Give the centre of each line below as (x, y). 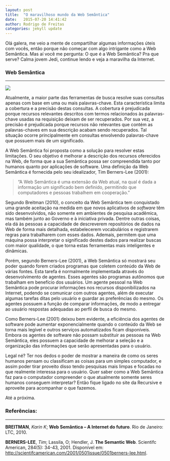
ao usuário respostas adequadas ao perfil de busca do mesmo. (71, 309)
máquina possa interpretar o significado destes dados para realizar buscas (83, 240)
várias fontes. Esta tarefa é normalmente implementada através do (75, 272)
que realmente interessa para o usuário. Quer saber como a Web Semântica (84, 372)
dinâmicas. (17, 251)
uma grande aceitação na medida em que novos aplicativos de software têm (85, 208)
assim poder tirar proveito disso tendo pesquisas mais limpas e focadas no (83, 367)
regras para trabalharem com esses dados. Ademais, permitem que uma (81, 235)
